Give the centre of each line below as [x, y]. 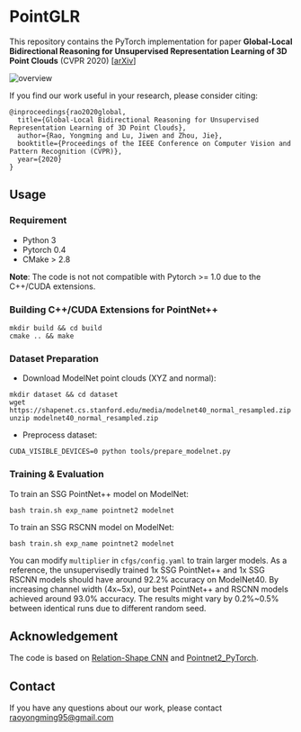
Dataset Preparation [54, 358]
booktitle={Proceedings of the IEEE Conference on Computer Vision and [155, 143]
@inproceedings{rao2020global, [68, 112]
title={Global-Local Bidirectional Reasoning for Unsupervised [138, 120]
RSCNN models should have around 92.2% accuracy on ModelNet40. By [144, 579]
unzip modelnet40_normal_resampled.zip [84, 419]
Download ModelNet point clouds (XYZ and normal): [119, 378]
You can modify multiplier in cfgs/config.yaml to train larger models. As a [148, 560]
